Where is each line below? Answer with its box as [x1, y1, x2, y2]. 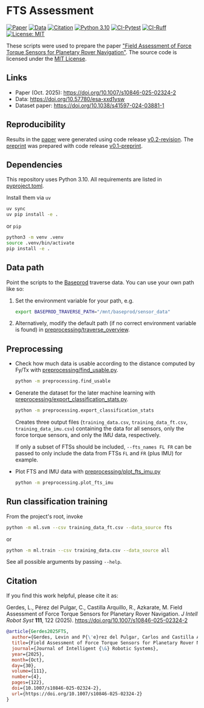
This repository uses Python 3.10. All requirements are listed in [6, 176, 162, 183]
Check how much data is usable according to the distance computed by [15, 360, 195, 367]
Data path [6, 262, 44, 273]
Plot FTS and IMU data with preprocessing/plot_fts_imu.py [15, 468, 161, 475]
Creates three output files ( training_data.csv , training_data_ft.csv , [15, 418, 188, 426]
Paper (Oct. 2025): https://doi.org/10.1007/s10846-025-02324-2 [15, 89, 176, 96]
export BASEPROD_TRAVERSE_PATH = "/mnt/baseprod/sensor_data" [15, 309, 171, 315]
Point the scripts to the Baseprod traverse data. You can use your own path [6, 278, 194, 286]
